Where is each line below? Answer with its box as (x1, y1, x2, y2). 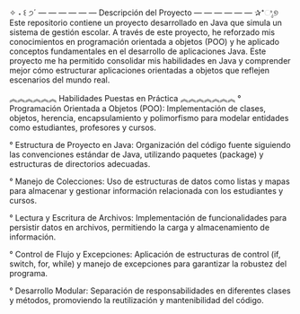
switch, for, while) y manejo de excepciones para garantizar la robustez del (9, 258, 287, 269)
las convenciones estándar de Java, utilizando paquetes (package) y (9, 149, 264, 160)
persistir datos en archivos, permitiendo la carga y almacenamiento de (9, 222, 270, 232)
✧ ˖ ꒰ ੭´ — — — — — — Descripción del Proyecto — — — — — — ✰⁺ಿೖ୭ (9, 7, 278, 18)
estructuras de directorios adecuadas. (9, 159, 151, 169)
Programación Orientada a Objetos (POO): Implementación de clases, (9, 103, 267, 114)
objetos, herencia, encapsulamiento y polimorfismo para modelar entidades (9, 113, 289, 123)
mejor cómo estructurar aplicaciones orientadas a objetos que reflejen (9, 65, 270, 75)
